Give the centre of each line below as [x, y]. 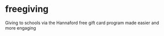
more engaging [20, 28]
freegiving [27, 9]
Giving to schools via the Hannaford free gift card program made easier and [82, 23]
